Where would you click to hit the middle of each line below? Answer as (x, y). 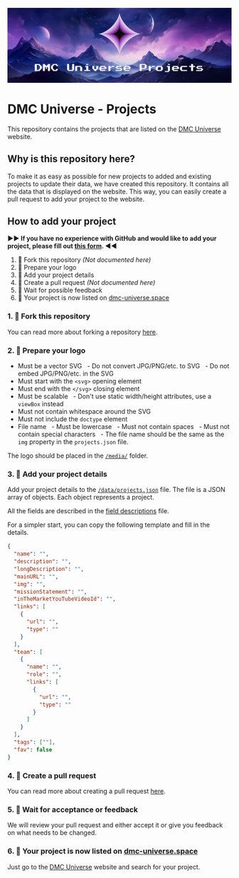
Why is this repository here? (71, 159)
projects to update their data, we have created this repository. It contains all (118, 183)
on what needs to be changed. (52, 833)
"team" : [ (28, 652)
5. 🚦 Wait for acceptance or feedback (73, 809)
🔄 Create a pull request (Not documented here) (86, 283)
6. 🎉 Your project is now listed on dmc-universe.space (103, 852)
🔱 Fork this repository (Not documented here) (84, 260)
